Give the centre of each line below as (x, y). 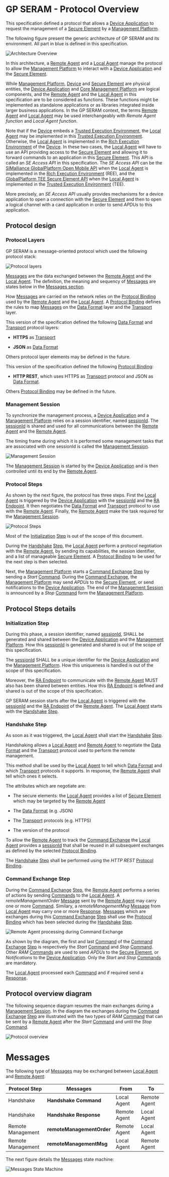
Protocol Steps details (41, 609)
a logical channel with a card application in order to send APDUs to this (79, 204)
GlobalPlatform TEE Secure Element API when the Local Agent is (72, 179)
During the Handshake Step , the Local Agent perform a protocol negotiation (84, 546)
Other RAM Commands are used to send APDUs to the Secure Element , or (82, 952)
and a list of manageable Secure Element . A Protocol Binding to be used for (83, 556)
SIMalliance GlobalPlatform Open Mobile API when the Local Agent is (77, 168)
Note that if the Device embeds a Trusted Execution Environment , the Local (83, 131)
